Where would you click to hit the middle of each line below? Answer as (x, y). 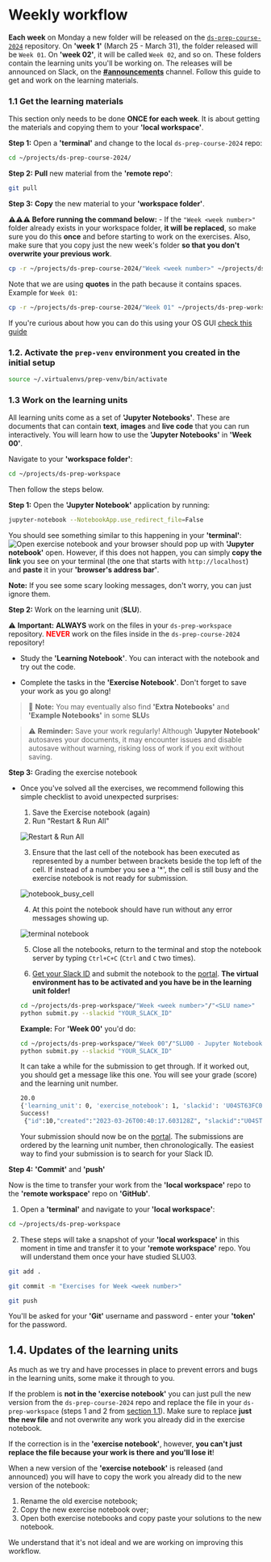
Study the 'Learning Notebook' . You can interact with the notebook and (140, 658)
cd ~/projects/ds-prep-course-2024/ (70, 158)
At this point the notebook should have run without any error (132, 909)
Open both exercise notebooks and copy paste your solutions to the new (141, 1518)
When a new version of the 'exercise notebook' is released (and (116, 1468)
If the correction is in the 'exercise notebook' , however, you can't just (125, 1444)
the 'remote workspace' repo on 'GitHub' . (79, 1193)
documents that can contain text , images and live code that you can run (129, 426)
